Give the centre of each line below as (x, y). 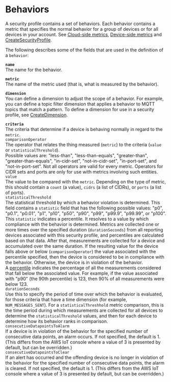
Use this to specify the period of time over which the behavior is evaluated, (84, 294)
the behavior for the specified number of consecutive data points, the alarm (85, 363)
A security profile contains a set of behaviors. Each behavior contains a (80, 24)
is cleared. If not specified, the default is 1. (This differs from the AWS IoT (82, 368)
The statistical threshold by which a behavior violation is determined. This (83, 202)
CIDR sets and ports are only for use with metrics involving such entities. (82, 172)
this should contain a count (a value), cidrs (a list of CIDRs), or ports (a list (83, 187)
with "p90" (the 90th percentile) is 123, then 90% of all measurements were (85, 279)
